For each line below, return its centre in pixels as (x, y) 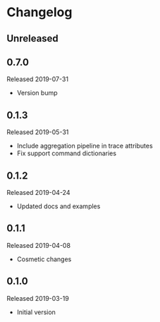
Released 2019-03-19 (38, 298)
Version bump (37, 93)
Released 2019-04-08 (39, 245)
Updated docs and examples (59, 206)
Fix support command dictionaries (67, 153)
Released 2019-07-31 (37, 79)
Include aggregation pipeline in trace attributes (85, 146)
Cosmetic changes (44, 259)
